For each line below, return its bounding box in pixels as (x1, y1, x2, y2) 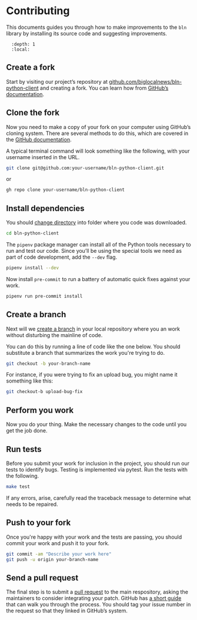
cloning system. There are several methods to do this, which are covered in (6, 130, 189, 137)
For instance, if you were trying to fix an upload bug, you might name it (6, 371, 178, 378)
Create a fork (6, 62, 55, 72)
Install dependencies (6, 203, 85, 213)
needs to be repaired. (6, 500, 58, 507)
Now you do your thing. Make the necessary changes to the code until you (6, 421, 187, 428)
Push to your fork (6, 517, 71, 528)
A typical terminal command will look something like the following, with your (6, 147, 190, 154)
